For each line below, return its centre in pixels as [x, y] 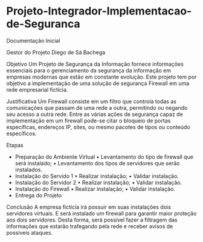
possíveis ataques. [30, 232]
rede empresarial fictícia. [37, 89]
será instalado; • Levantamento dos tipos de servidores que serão [97, 163]
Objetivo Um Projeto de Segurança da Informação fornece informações [95, 64]
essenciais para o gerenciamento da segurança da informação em [89, 70]
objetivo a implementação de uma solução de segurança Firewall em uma [98, 83]
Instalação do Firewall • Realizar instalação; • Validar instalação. [95, 189]
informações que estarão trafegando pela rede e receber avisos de [90, 226]
